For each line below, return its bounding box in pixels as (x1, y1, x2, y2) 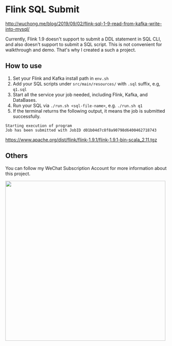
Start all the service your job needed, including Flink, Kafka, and (12, 91, 148, 98)
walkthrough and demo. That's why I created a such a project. (5, 47, 137, 53)
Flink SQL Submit (5, 4, 80, 15)
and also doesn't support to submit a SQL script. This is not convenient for (5, 41, 162, 47)
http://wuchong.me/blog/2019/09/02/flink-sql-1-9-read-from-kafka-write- (5, 20, 162, 27)
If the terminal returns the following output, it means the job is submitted (12, 107, 165, 114)
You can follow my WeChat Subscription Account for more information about (5, 165, 167, 171)
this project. (5, 170, 31, 177)
